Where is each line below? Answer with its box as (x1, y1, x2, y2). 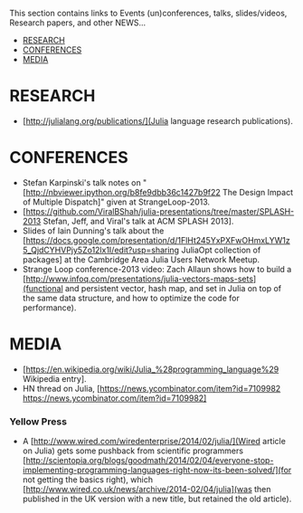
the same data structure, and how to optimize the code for (22, 292, 240, 303)
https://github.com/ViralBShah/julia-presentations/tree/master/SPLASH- (25, 205, 295, 216)
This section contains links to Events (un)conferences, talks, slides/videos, (9, 8, 288, 18)
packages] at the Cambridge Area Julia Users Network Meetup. (22, 253, 260, 265)
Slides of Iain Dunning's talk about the (22, 225, 165, 236)
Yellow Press (9, 415, 68, 428)
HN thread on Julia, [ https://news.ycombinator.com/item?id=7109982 (22, 383, 281, 394)
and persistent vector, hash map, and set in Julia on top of (64, 282, 282, 293)
